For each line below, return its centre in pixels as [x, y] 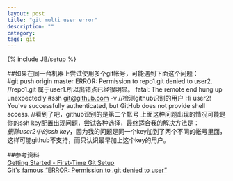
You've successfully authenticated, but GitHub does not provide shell [106, 106]
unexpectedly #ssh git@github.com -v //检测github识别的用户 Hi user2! [109, 98]
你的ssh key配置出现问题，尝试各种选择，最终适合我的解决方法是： [104, 123]
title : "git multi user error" [53, 20]
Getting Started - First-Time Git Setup [61, 163]
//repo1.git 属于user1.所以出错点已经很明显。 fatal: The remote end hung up [115, 89]
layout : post [26, 14]
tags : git [22, 40]
